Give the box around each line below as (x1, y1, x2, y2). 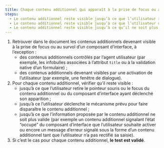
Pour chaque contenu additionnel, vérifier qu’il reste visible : (12, 80, 133, 86)
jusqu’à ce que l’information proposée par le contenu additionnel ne (19, 111, 156, 117)
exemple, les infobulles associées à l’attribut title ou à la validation (19, 60, 156, 65)
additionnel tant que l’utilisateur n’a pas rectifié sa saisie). (19, 132, 135, 138)
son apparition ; (19, 96, 51, 102)
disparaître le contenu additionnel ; (19, 106, 90, 112)
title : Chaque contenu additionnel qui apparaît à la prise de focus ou (5, 7, 156, 12)
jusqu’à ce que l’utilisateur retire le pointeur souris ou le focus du (19, 85, 150, 91)
